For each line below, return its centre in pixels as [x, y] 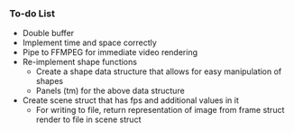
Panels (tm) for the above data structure [110, 91]
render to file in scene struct [88, 119]
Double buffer [48, 33]
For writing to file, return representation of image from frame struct [160, 110]
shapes [50, 81]
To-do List [32, 14]
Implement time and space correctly [90, 42]
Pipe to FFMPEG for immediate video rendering [110, 52]
